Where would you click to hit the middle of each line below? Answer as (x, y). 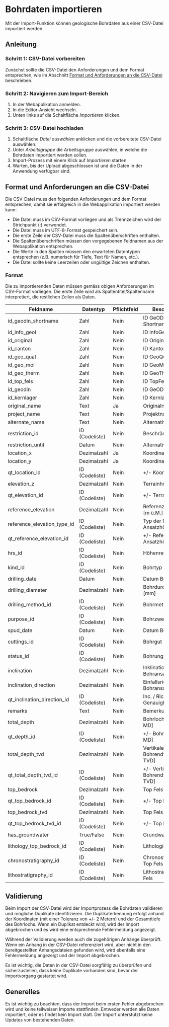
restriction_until (26, 445)
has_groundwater (28, 835)
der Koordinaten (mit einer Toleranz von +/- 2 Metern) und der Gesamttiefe (83, 919)
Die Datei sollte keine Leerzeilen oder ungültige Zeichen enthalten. (81, 262)
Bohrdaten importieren (54, 9)
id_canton (19, 349)
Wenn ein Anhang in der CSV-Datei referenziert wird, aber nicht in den (78, 945)
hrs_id (15, 553)
